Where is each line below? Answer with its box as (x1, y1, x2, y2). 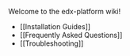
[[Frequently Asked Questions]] (19, 31, 123, 39)
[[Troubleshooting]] (19, 39, 84, 48)
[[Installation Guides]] (19, 22, 91, 31)
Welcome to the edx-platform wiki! (8, 7, 121, 16)
